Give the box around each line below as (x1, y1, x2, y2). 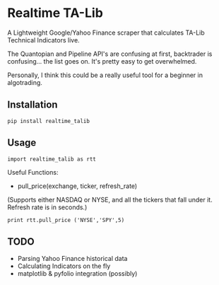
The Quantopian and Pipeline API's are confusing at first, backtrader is (7, 50, 213, 58)
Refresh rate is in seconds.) (7, 203, 88, 211)
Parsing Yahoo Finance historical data (17, 255, 128, 263)
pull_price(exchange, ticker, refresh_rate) (17, 182, 138, 190)
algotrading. (7, 78, 42, 86)
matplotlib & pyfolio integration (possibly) (17, 269, 138, 278)
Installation (7, 99, 58, 111)
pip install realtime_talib (7, 117, 90, 124)
